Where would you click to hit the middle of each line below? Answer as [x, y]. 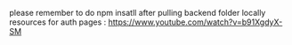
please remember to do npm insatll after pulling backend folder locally [138, 13]
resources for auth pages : [58, 22]
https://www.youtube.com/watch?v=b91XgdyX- [195, 22]
